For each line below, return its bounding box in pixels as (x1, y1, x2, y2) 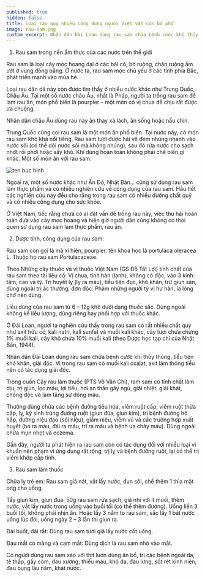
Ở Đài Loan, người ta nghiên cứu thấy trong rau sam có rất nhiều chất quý (6, 322, 192, 329)
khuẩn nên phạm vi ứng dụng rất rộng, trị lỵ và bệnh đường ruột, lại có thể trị (6, 447, 199, 455)
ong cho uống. (6, 484, 43, 491)
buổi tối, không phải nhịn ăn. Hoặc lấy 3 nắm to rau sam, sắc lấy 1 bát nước (6, 509, 195, 517)
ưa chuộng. (6, 105, 35, 112)
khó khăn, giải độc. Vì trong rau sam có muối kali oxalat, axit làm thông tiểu (6, 360, 195, 367)
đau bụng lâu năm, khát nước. (6, 565, 81, 572)
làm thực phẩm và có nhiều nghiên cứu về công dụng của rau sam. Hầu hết (6, 185, 196, 193)
